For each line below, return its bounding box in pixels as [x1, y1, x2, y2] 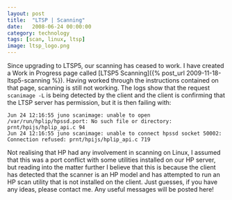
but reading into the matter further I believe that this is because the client [7, 163, 216, 171]
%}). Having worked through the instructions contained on [51, 76, 219, 84]
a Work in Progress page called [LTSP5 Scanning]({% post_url [7, 69, 185, 77]
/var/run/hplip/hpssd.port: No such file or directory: [7, 118, 172, 125]
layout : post [7, 10, 45, 17]
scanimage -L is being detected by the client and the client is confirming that [7, 91, 226, 99]
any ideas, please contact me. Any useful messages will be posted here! [7, 185, 214, 193]
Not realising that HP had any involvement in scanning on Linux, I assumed [7, 149, 221, 156]
